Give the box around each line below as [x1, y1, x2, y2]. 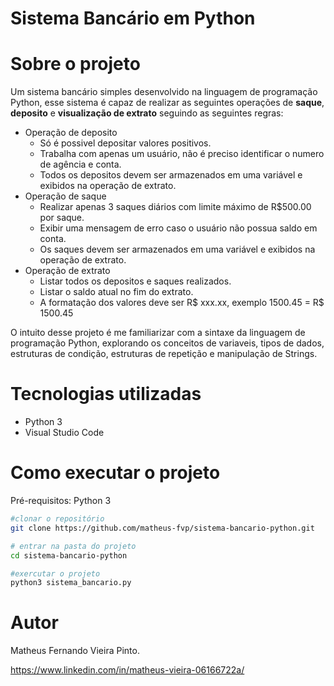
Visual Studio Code [24, 427, 105, 439]
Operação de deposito [24, 127, 118, 139]
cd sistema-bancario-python [10, 550, 128, 561]
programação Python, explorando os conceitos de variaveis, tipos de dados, [10, 337, 325, 349]
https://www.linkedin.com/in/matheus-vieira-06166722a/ [10, 664, 245, 676]
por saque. [39, 212, 85, 224]
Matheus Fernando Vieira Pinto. [10, 645, 140, 657]
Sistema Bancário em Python [10, 7, 256, 30]
